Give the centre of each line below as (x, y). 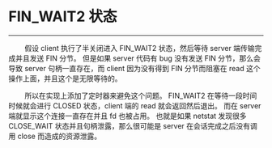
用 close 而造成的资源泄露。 (55, 136)
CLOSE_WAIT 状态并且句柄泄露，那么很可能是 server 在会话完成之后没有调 (133, 125)
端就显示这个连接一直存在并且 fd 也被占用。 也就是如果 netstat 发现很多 (127, 116)
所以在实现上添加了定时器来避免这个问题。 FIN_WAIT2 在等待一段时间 (140, 95)
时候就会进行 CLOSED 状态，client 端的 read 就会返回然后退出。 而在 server (135, 105)
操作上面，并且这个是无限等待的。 (65, 78)
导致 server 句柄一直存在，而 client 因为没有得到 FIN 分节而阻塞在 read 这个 (134, 68)
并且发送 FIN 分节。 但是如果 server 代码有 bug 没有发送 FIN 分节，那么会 (138, 58)
